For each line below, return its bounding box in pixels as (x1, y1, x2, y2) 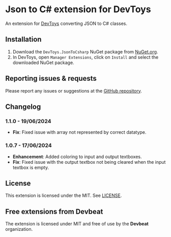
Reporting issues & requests (5, 74, 97, 83)
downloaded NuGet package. (12, 60, 75, 66)
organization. (5, 226, 33, 232)
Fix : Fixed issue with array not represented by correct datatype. (12, 129, 147, 135)
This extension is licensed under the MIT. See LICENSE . (5, 192, 122, 199)
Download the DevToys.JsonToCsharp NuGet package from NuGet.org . (12, 48, 158, 54)
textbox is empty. (12, 164, 49, 170)
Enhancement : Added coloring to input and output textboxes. (12, 154, 142, 160)
